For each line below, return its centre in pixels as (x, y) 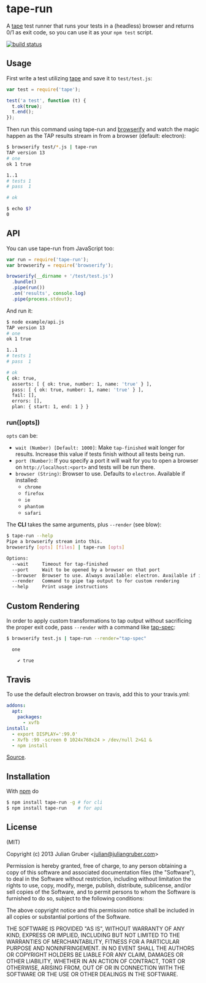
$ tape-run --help (30, 536)
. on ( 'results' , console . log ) (49, 294)
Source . (16, 757)
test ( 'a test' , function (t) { (46, 101)
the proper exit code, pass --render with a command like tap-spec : (91, 628)
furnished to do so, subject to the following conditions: (75, 898)
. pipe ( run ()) (29, 288)
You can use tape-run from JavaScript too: (60, 248)
